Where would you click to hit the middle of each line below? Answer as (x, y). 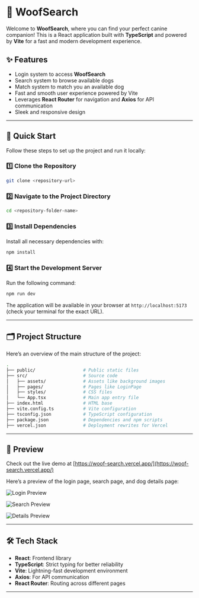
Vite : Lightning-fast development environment (71, 571)
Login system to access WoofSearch (60, 74)
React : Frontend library (43, 558)
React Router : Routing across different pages (70, 583)
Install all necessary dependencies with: (55, 241)
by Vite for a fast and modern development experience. (74, 41)
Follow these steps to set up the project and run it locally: (76, 150)
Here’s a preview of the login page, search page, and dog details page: (92, 481)
